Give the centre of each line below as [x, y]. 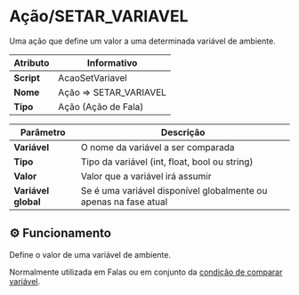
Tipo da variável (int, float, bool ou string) [167, 162]
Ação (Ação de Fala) [101, 107]
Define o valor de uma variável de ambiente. [90, 254]
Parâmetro [43, 132]
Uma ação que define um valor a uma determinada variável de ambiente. [142, 41]
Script [27, 77]
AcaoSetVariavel [92, 77]
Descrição [183, 132]
